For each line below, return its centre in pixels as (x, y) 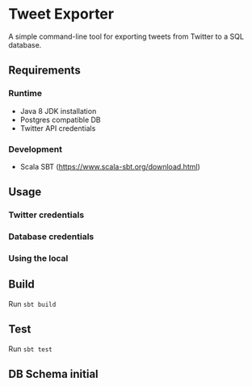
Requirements (44, 71)
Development (36, 149)
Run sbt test (30, 349)
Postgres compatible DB (60, 120)
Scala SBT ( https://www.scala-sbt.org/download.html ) (110, 166)
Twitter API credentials (58, 128)
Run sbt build (32, 304)
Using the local (38, 258)
